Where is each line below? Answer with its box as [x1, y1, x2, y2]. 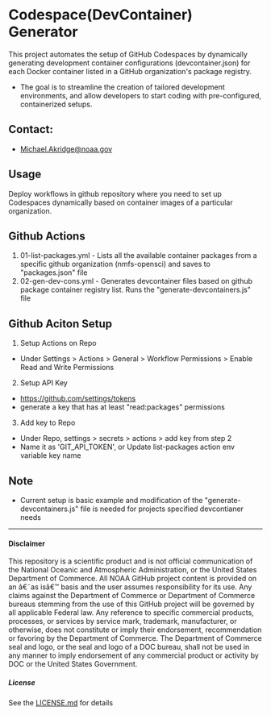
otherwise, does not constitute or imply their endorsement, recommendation [8, 625, 262, 634]
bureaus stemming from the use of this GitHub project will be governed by [8, 599, 255, 609]
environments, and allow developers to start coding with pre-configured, [19, 90, 262, 100]
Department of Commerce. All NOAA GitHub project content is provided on [8, 574, 257, 584]
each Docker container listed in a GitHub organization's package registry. [8, 66, 252, 76]
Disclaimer [8, 538, 46, 548]
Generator [8, 23, 78, 41]
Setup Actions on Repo [19, 339, 97, 348]
